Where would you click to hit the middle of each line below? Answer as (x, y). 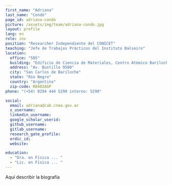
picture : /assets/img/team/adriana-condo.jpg (55, 24)
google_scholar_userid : (35, 120)
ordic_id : (20, 139)
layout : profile (23, 29)
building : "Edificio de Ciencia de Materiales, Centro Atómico (79, 63)
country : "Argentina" (33, 82)
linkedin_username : (31, 115)
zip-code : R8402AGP (31, 86)
